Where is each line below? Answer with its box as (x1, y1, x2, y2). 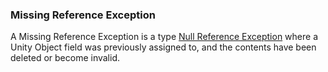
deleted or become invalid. (10, 52, 120, 64)
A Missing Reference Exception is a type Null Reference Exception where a (10, 31, 319, 43)
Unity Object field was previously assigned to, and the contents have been (10, 41, 317, 53)
